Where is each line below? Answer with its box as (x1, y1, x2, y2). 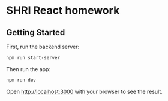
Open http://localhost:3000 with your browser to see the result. (6, 88, 163, 95)
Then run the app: (6, 65, 51, 72)
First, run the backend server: (6, 43, 80, 50)
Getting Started (6, 27, 65, 38)
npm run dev (6, 77, 36, 83)
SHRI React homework (6, 4, 120, 17)
